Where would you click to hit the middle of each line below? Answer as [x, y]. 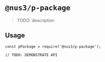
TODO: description [36, 20]
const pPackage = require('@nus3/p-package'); [53, 47]
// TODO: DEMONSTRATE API [31, 55]
